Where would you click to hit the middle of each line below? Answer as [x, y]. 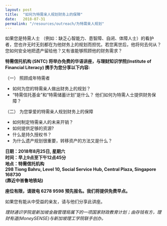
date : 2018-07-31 [25, 19]
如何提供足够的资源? [33, 128]
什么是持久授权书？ [32, 135]
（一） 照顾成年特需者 [28, 78]
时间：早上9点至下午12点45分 [36, 157]
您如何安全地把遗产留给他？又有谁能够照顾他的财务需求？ [64, 51]
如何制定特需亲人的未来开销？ [43, 122]
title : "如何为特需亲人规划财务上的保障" [44, 14]
